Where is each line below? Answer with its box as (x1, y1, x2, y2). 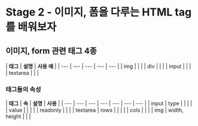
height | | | (5, 113, 31, 120)
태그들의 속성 (5, 85, 41, 93)
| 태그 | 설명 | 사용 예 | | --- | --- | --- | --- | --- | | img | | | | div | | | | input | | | (5, 63, 191, 70)
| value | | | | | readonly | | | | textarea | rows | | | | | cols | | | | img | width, (5, 106, 184, 114)
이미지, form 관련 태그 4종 (5, 46, 97, 56)
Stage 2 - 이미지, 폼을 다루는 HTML (5, 5, 173, 19)
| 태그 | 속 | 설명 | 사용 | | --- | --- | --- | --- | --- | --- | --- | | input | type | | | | (5, 100, 193, 107)
